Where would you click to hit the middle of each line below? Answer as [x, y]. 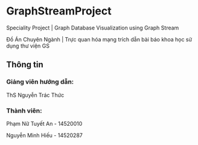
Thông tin [25, 65]
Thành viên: [24, 111]
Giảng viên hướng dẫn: [40, 82]
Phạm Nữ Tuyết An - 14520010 [44, 123]
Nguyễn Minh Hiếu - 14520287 [44, 135]
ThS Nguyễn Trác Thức [35, 95]
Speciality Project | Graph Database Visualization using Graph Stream [93, 28]
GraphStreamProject [59, 11]
